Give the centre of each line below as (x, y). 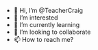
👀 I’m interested (36, 18)
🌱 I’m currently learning (47, 25)
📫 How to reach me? (44, 40)
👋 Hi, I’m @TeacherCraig (48, 10)
